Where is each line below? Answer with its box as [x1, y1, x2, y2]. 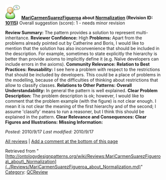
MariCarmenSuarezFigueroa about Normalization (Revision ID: [21, 15, 153, 20]
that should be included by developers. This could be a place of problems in [5, 72, 161, 77]
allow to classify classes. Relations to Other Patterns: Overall [5, 82, 132, 88]
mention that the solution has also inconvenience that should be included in [5, 46, 160, 51]
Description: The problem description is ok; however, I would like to [5, 93, 144, 99]
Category [5, 169, 25, 175]
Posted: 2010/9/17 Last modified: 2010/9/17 [5, 129, 94, 134]
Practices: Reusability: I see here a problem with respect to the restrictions [5, 66, 160, 72]
